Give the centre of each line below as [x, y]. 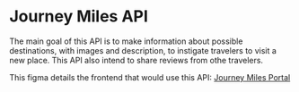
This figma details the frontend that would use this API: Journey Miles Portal [150, 77]
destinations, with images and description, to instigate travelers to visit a [143, 50]
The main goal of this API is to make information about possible [126, 41]
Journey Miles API [79, 17]
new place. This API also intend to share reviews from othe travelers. [136, 60]
